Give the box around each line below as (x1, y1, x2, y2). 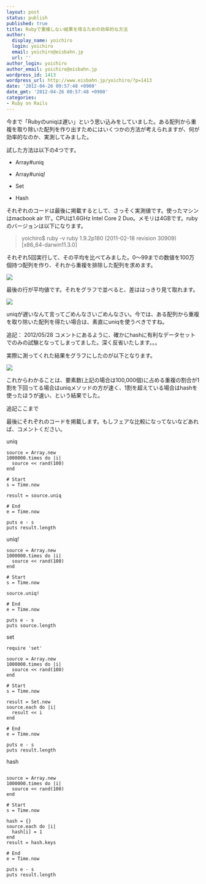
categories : (6, 94, 37, 101)
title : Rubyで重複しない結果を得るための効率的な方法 (6, 26, 128, 33)
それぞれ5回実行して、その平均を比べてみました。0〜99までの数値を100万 (6, 253, 195, 261)
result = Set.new (6, 699, 51, 705)
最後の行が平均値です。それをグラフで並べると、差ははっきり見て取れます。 (6, 286, 199, 293)
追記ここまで (6, 404, 39, 412)
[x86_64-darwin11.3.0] (21, 240, 78, 248)
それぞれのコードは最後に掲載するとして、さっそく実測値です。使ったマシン (6, 207, 199, 214)
